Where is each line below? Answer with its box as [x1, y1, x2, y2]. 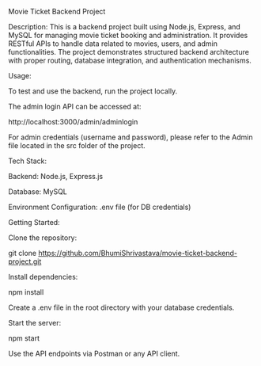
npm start [8, 334, 40, 343]
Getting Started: [8, 218, 61, 227]
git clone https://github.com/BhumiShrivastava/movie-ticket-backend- [8, 249, 237, 257]
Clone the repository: [8, 233, 78, 242]
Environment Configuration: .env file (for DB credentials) [8, 202, 191, 212]
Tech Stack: [8, 156, 47, 166]
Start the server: [8, 318, 62, 327]
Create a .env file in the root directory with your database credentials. [8, 303, 235, 312]
